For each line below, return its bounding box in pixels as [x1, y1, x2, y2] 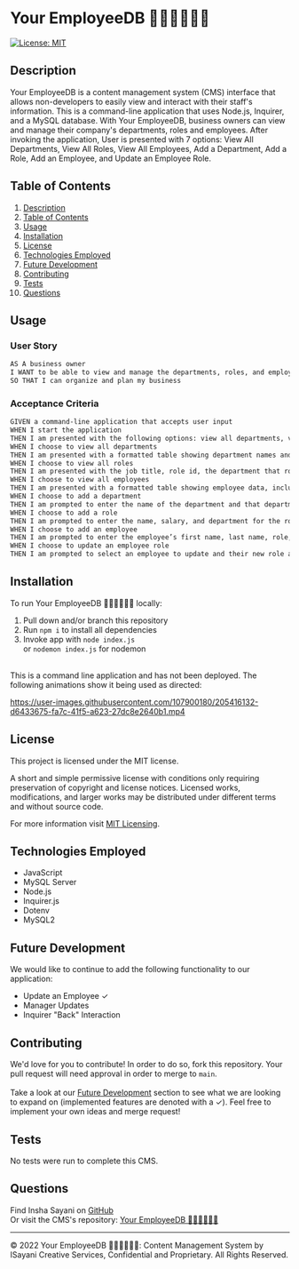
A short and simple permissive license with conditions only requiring [10, 772, 260, 783]
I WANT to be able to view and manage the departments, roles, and [10, 368, 265, 377]
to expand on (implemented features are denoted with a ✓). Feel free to [10, 1097, 271, 1107]
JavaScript [22, 867, 63, 878]
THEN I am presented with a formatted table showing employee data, [10, 483, 269, 492]
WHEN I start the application [10, 426, 122, 435]
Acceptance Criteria [10, 397, 99, 410]
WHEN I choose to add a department [10, 492, 142, 501]
